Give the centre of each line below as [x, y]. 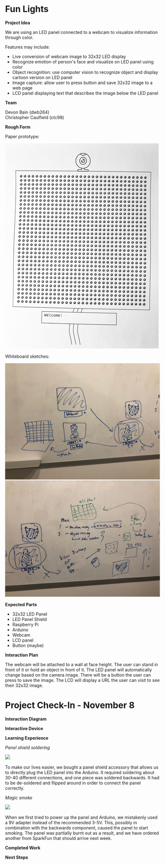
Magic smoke [19, 798]
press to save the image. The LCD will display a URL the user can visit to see [82, 680]
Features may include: [27, 47]
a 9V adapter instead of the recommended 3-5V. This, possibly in [71, 822]
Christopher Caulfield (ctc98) [35, 117]
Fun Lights [27, 9]
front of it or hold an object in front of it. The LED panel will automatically [79, 670]
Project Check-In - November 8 [70, 705]
